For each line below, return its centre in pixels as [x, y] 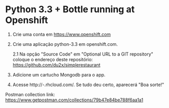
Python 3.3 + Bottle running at [70, 9]
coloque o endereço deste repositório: [53, 59]
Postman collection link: [30, 94]
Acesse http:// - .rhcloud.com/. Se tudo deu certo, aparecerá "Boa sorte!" [88, 85]
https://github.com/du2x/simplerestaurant [56, 65]
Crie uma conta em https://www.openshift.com [62, 34]
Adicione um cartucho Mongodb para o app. [59, 74]
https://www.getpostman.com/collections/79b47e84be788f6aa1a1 [74, 100]
